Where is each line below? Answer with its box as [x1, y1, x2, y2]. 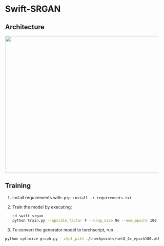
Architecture [5, 23, 45, 31]
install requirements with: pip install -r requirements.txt [12, 194, 132, 200]
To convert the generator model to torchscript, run [12, 227, 114, 232]
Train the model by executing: [12, 204, 72, 210]
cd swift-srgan [12, 213, 43, 218]
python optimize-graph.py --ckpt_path [5, 236, 84, 241]
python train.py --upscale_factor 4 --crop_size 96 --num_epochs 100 [12, 218, 157, 223]
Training [5, 182, 31, 190]
